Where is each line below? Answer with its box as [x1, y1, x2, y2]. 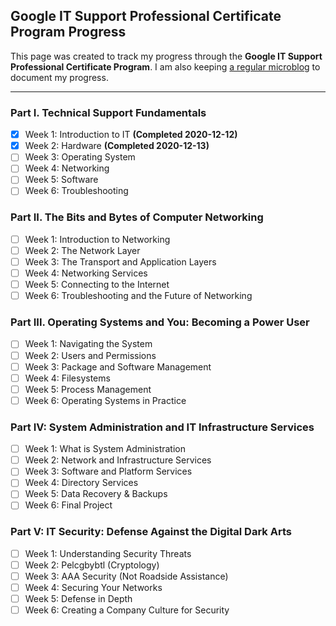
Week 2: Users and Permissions [24, 349, 157, 361]
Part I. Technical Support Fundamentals [10, 105, 207, 119]
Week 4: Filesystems [24, 372, 111, 384]
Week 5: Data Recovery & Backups [24, 488, 168, 500]
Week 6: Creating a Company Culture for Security [24, 604, 230, 616]
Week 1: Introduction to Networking [24, 233, 171, 245]
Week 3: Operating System [24, 151, 136, 163]
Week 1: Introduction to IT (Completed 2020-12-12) [24, 129, 238, 141]
